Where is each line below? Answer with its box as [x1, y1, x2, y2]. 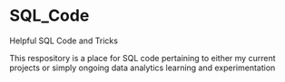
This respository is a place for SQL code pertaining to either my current [9, 52, 276, 63]
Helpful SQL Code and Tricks [9, 35, 118, 46]
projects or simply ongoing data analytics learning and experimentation [9, 62, 276, 73]
